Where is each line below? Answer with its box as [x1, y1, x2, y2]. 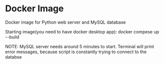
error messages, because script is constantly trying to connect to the [5, 49, 147, 55]
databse [5, 54, 22, 60]
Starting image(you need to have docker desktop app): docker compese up [5, 29, 160, 34]
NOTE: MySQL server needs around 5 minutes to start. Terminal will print [5, 43, 154, 49]
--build [5, 34, 20, 40]
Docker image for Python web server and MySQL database [5, 19, 126, 25]
